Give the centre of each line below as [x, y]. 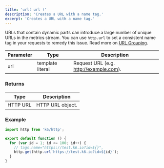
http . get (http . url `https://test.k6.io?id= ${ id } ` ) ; [66, 152]
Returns [15, 84]
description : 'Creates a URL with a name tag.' [54, 14]
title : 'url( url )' [26, 10]
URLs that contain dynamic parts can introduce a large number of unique [78, 33]
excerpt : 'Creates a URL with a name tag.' [50, 19]
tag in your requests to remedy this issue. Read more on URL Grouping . [77, 43]
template [47, 63]
